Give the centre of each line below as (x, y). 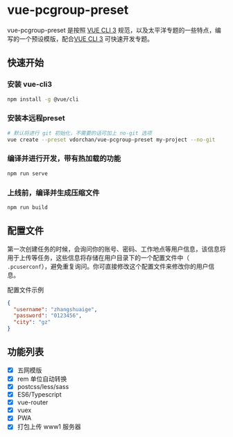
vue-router (33, 402)
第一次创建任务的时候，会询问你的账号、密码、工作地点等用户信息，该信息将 (116, 249)
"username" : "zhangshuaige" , (55, 309)
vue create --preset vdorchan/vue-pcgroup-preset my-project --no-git (111, 140)
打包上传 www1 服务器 (49, 427)
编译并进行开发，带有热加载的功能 (64, 158)
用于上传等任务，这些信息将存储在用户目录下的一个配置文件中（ (98, 257)
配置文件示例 (25, 290)
